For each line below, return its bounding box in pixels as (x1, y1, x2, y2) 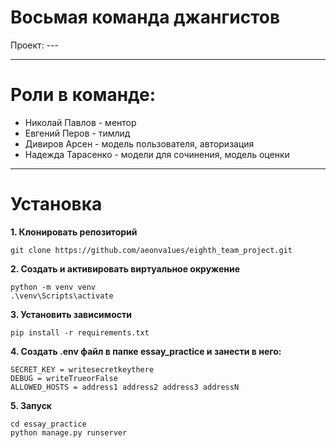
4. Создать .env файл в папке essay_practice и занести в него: (10, 345, 282, 357)
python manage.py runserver (10, 427, 128, 438)
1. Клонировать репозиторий (10, 226, 138, 238)
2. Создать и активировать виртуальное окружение (10, 262, 240, 275)
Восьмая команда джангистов (10, 6, 281, 29)
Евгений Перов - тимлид (24, 127, 131, 139)
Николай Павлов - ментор (24, 116, 137, 128)
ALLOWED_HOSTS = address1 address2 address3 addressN (10, 382, 240, 392)
